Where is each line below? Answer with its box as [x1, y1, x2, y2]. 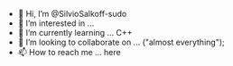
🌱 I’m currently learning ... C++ [17, 28, 133, 37]
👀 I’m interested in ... [17, 18, 95, 29]
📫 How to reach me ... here [17, 47, 121, 57]
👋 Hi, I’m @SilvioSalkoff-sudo [17, 9, 127, 19]
